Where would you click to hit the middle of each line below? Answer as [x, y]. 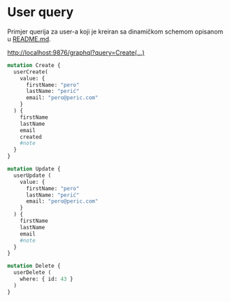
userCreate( [31, 72]
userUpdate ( [33, 175]
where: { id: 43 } [46, 279]
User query [41, 12]
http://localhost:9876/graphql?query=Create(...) [76, 52]
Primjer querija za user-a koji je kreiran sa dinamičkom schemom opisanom [115, 31]
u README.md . [29, 38]
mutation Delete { [34, 266]
